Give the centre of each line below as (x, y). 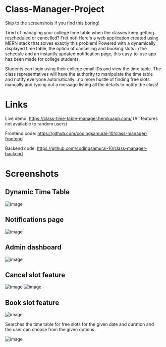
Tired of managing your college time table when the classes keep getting (80, 32)
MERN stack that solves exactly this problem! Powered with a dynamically (81, 43)
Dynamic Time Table (37, 192)
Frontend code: (21, 133)
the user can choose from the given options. (50, 330)
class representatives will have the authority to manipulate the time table (79, 74)
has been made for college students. (43, 59)
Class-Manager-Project (55, 9)
